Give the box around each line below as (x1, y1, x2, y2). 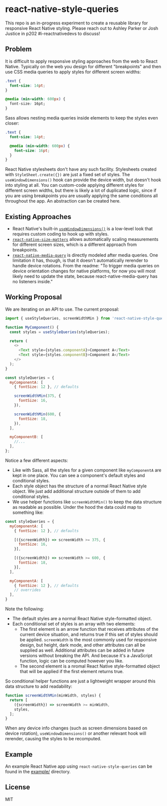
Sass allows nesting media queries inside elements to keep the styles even (5, 115, 158, 120)
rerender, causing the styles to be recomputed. (5, 736, 102, 742)
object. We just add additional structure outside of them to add (12, 488, 141, 494)
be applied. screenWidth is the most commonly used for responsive (19, 637, 157, 643)
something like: (12, 509, 44, 515)
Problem (5, 45, 32, 53)
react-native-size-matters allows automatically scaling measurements (12, 236, 159, 242)
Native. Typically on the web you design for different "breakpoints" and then (5, 63, 162, 69)
